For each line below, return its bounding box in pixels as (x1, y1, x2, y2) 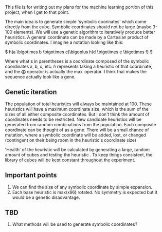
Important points (5, 171, 57, 179)
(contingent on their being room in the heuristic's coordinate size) (5, 137, 137, 143)
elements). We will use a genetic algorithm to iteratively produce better (13, 29, 156, 35)
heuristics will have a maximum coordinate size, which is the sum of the (5, 106, 149, 112)
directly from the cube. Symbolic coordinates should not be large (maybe (5, 24, 152, 30)
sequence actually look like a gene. (5, 74, 76, 79)
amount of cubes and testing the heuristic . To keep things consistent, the (5, 152, 153, 157)
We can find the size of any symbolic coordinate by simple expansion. (12, 184, 152, 190)
